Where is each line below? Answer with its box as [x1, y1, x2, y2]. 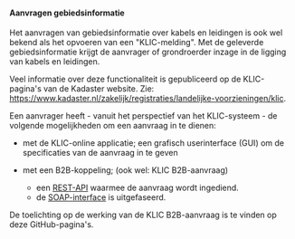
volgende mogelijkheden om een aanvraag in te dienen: [9, 120, 217, 131]
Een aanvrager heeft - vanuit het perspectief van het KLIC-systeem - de [9, 110, 278, 121]
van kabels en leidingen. [9, 56, 100, 67]
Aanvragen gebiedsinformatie [9, 7, 125, 18]
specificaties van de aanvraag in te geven [22, 148, 178, 158]
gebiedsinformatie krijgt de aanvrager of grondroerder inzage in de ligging [9, 46, 287, 58]
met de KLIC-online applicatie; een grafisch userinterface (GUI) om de [22, 138, 285, 148]
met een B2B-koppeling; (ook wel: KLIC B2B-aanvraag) [22, 165, 229, 176]
